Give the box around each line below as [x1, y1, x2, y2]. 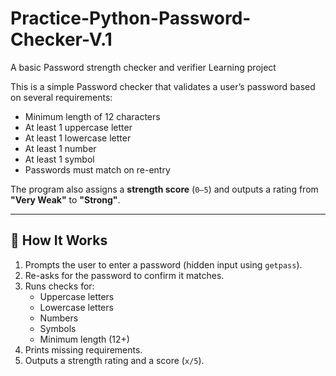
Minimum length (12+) [39, 333, 130, 345]
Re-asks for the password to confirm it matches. [24, 269, 225, 281]
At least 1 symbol [24, 153, 95, 165]
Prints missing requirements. [24, 343, 143, 356]
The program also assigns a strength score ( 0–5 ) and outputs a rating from [10, 183, 319, 195]
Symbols [39, 322, 77, 334]
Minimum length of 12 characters [24, 110, 161, 122]
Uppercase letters [39, 290, 115, 302]
